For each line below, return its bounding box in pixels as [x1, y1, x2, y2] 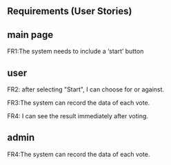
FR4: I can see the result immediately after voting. [7, 112, 148, 120]
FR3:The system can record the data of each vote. [7, 99, 150, 107]
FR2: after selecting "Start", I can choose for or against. [7, 85, 164, 93]
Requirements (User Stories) [7, 5, 132, 17]
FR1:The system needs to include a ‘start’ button [7, 47, 144, 56]
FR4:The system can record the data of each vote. [7, 150, 150, 158]
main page [7, 29, 54, 41]
